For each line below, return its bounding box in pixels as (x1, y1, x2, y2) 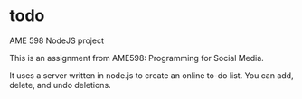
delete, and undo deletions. (9, 79, 111, 90)
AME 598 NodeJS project (9, 35, 104, 46)
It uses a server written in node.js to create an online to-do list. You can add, (9, 69, 294, 81)
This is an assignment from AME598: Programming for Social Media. (9, 52, 264, 63)
